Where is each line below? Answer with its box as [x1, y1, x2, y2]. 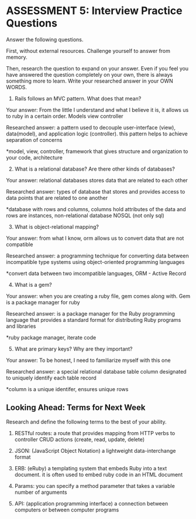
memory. [6, 53, 27, 60]
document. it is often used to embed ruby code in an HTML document [14, 471, 183, 478]
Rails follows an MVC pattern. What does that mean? [14, 95, 142, 102]
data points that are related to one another [6, 194, 108, 201]
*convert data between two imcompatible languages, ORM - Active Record [6, 270, 186, 277]
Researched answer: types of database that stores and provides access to [6, 188, 185, 195]
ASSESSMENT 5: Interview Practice [6, 4, 183, 18]
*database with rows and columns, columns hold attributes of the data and [6, 205, 186, 212]
